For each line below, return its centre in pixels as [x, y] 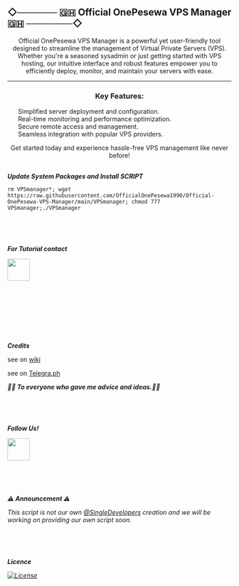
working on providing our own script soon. [69, 520]
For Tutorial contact [37, 249]
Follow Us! [23, 428]
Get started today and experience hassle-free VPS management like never [119, 148]
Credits [18, 346]
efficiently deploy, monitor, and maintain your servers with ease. [119, 70]
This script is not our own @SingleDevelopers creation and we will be [109, 513]
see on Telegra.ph [34, 373]
